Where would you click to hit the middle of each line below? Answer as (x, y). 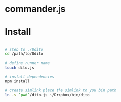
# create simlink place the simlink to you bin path (61, 90)
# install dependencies (30, 77)
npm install (17, 81)
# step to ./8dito (24, 50)
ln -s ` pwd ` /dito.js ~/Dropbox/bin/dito (48, 95)
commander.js (35, 9)
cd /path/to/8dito (24, 54)
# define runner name (28, 63)
